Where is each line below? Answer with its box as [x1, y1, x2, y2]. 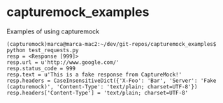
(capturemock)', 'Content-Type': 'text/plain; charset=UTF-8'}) [6, 83, 198, 90]
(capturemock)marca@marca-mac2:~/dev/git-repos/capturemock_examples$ [6, 40, 217, 47]
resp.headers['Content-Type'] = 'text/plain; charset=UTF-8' [6, 89, 189, 96]
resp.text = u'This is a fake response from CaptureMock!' [6, 71, 182, 78]
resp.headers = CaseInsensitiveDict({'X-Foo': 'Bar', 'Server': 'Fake [6, 77, 217, 84]
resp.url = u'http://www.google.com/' [6, 58, 120, 66]
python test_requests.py [6, 47, 79, 54]
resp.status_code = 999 [6, 65, 76, 72]
